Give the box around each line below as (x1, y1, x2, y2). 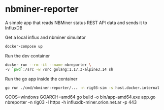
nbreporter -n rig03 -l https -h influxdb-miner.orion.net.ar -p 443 (5, 99, 137, 105)
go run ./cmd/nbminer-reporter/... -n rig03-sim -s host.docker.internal (5, 85, 160, 90)
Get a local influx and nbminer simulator (5, 34, 86, 40)
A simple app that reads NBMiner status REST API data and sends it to (5, 20, 148, 26)
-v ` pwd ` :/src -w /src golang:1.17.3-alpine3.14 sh (5, 67, 113, 72)
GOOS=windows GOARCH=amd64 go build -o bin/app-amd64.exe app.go (5, 94, 156, 100)
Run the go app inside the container (5, 76, 78, 82)
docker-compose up (5, 44, 43, 49)
